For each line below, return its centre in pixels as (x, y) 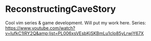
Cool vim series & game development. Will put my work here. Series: (76, 23)
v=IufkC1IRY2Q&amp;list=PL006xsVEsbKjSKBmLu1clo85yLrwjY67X (74, 33)
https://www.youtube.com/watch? (40, 28)
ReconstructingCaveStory (60, 9)
